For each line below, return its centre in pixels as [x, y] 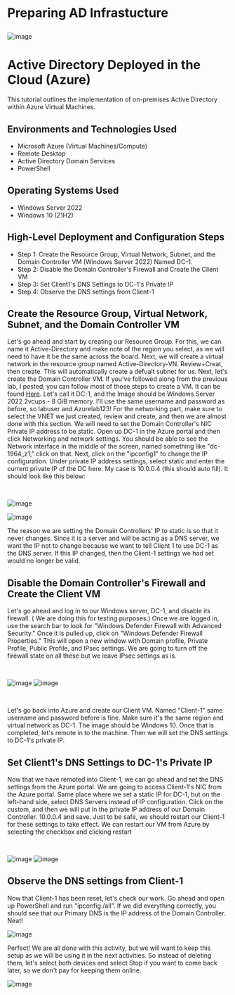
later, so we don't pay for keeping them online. [74, 970]
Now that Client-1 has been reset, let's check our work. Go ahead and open [116, 898]
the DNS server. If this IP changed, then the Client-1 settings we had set [110, 553]
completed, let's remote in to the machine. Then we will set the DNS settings [118, 733]
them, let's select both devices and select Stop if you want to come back [112, 963]
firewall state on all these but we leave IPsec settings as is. [92, 656]
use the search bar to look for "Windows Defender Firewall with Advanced [115, 626]
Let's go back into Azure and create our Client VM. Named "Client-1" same [115, 711]
